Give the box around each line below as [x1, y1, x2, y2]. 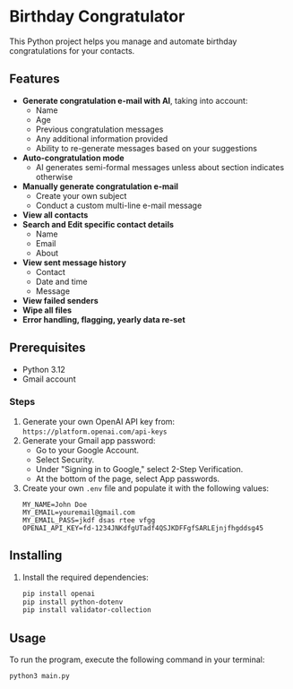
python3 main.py [9, 672, 70, 681]
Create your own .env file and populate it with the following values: [22, 482, 270, 494]
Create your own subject [35, 190, 127, 201]
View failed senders [22, 295, 99, 306]
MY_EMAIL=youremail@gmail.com [22, 508, 136, 517]
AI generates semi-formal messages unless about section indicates [35, 161, 285, 172]
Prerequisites [9, 340, 86, 356]
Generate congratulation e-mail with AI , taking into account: [22, 95, 248, 106]
